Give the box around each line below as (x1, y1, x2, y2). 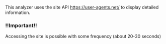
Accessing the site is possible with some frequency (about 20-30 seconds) (5, 33, 161, 39)
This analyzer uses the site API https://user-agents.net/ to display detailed (5, 4, 159, 10)
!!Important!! (5, 22, 37, 29)
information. (5, 9, 31, 15)
